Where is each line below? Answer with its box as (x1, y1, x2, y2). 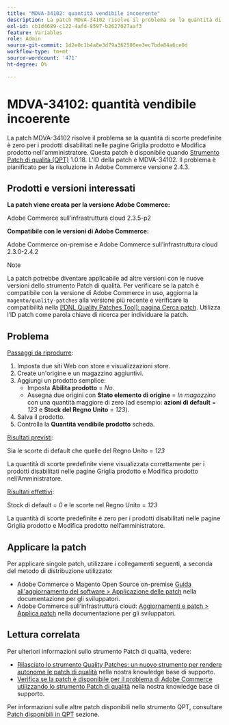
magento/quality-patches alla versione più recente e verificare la (7, 296, 189, 305)
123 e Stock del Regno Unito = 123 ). (27, 405, 130, 414)
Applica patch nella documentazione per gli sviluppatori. (16, 609, 176, 617)
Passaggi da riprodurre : (7, 348, 74, 357)
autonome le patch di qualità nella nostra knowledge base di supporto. (16, 667, 215, 676)
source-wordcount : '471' (7, 55, 78, 62)
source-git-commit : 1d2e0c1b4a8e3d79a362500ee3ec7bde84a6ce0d (7, 42, 188, 49)
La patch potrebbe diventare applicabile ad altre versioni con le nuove (7, 275, 204, 283)
